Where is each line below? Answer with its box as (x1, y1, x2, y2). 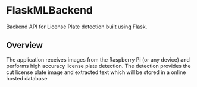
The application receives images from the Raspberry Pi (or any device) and (6, 56, 190, 63)
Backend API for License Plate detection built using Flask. (6, 23, 148, 30)
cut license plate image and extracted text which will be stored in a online (6, 69, 186, 76)
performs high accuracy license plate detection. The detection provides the (6, 62, 192, 69)
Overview (6, 40, 43, 50)
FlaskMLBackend (6, 4, 93, 17)
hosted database (6, 75, 48, 82)
